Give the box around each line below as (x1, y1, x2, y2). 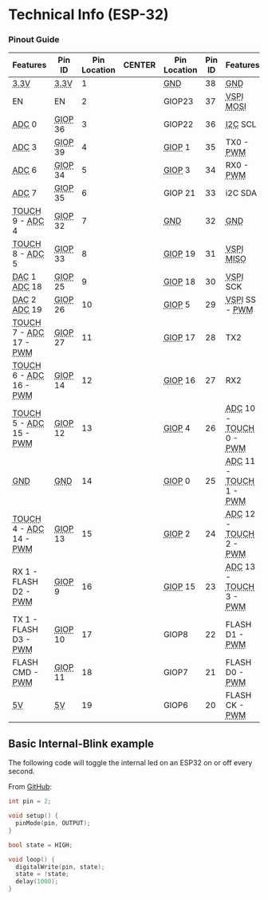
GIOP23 (163, 96, 194, 107)
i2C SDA (225, 187, 258, 198)
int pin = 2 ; (8, 797, 52, 806)
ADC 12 (225, 509, 256, 520)
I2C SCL (225, 119, 257, 130)
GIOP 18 (163, 277, 196, 288)
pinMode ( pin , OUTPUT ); (15, 819, 91, 827)
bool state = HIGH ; (8, 841, 73, 849)
